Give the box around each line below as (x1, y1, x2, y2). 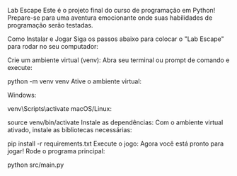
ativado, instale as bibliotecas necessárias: (7, 126, 132, 134)
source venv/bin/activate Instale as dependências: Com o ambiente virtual (7, 118, 224, 127)
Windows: (7, 91, 37, 99)
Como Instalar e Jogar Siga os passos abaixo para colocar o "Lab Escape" (7, 35, 224, 43)
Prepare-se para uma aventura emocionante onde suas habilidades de (7, 13, 213, 22)
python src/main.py (7, 160, 64, 169)
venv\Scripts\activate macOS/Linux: (7, 105, 112, 112)
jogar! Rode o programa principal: (7, 147, 105, 155)
